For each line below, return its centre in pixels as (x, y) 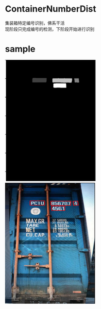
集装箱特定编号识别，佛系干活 (35, 23)
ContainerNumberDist (50, 9)
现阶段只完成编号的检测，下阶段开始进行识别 (50, 29)
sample (20, 49)
